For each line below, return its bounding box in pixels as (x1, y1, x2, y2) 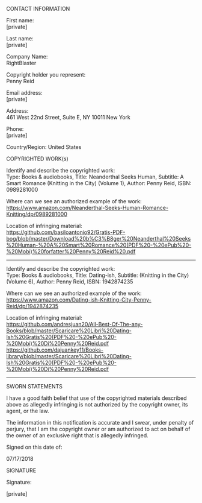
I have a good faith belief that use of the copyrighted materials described (6, 394, 187, 402)
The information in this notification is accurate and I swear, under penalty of (6, 419, 194, 426)
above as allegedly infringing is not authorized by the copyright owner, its (6, 401, 188, 408)
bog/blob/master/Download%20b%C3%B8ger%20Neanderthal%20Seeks (6, 235, 191, 242)
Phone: (6, 125, 24, 132)
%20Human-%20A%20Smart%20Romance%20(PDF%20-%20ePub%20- (6, 241, 192, 248)
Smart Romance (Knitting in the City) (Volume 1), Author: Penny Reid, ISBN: (6, 180, 192, 186)
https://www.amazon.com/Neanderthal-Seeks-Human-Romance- (6, 204, 169, 211)
